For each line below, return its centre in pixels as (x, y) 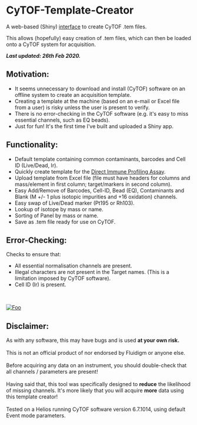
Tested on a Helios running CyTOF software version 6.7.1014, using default (96, 409)
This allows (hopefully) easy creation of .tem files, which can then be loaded (98, 38)
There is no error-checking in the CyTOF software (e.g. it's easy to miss (101, 113)
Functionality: (32, 145)
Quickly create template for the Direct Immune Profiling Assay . (90, 171)
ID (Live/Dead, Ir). (36, 165)
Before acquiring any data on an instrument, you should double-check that (96, 365)
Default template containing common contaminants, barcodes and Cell (100, 159)
